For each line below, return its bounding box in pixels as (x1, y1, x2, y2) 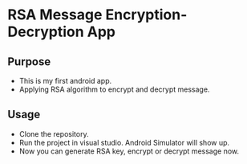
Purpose (7, 55, 51, 68)
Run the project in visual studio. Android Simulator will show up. (18, 137, 230, 147)
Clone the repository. (18, 129, 89, 138)
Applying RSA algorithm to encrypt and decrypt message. (18, 84, 210, 94)
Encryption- (105, 6, 188, 24)
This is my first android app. (18, 76, 112, 85)
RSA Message (7, 6, 103, 24)
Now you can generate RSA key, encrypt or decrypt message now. (18, 146, 240, 156)
